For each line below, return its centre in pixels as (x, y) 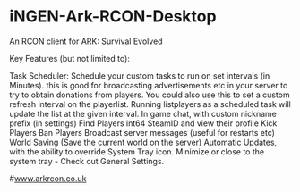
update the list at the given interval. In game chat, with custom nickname (143, 113)
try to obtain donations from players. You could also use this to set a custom (150, 95)
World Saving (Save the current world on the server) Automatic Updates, (143, 142)
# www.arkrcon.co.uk (48, 178)
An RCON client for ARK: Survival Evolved (86, 41)
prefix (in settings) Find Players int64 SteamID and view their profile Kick (143, 123)
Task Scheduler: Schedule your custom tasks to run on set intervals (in (140, 75)
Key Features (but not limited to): (69, 58)
